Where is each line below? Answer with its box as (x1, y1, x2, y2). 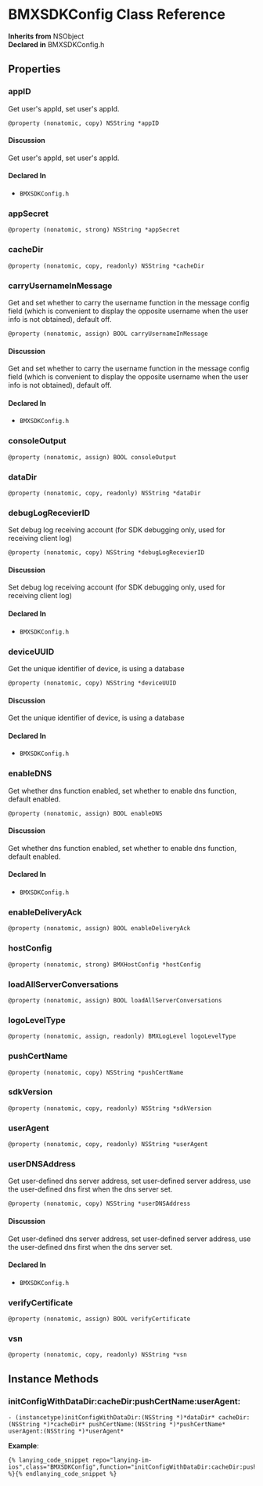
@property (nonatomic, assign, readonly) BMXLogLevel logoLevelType (8, 1032, 236, 1041)
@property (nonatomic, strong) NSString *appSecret (8, 226, 180, 234)
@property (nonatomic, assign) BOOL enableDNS (8, 809, 163, 817)
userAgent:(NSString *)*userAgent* (8, 1427, 124, 1436)
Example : (8, 1441, 39, 1451)
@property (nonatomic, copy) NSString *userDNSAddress (8, 1199, 191, 1208)
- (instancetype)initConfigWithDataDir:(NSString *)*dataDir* (8, 1414, 215, 1422)
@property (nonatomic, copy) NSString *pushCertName (8, 1068, 184, 1076)
